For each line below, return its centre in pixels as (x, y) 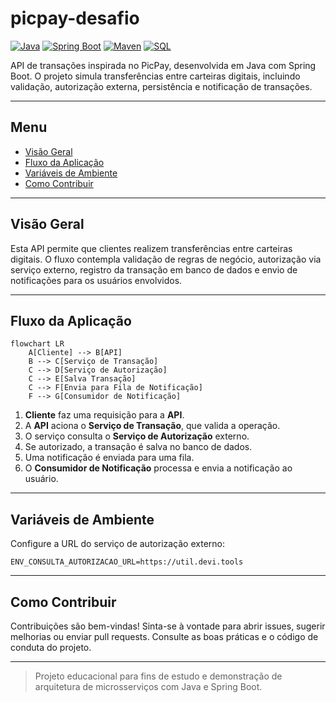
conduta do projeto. (51, 647)
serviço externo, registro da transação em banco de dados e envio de (154, 269)
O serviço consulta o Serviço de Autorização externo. (137, 436)
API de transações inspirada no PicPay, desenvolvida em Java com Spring (163, 65)
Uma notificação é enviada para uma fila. (109, 458)
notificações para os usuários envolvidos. (96, 280)
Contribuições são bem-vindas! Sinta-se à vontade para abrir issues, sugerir (168, 626)
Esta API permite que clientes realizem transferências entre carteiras (151, 248)
